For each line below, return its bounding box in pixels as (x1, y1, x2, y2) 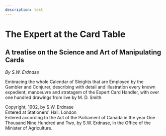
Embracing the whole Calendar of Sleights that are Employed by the (5, 79, 144, 85)
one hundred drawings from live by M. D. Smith (5, 94, 102, 100)
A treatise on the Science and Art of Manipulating (5, 48, 162, 57)
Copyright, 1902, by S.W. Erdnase (5, 104, 74, 110)
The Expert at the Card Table (5, 28, 126, 40)
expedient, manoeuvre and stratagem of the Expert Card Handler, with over (5, 89, 160, 95)
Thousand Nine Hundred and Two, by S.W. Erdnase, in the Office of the (5, 120, 151, 126)
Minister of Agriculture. (5, 125, 53, 131)
